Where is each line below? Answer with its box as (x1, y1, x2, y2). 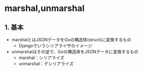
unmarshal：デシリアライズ (18, 61, 74, 66)
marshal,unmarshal (4, 3, 85, 14)
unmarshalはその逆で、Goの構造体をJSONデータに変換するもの (11, 49, 139, 54)
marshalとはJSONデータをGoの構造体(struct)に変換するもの (11, 37, 131, 42)
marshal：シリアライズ (18, 55, 65, 60)
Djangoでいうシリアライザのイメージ (18, 43, 92, 48)
